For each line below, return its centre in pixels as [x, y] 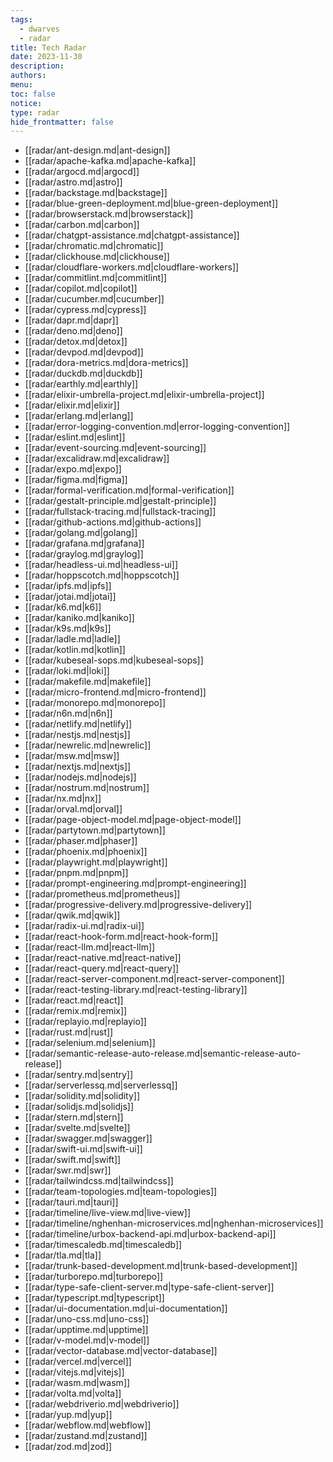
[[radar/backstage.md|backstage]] [96, 193]
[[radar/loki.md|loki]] [67, 671]
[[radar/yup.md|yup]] [68, 1415]
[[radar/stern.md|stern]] [74, 1117]
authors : [28, 76]
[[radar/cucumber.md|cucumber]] [94, 299]
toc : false [33, 94]
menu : [21, 85]
